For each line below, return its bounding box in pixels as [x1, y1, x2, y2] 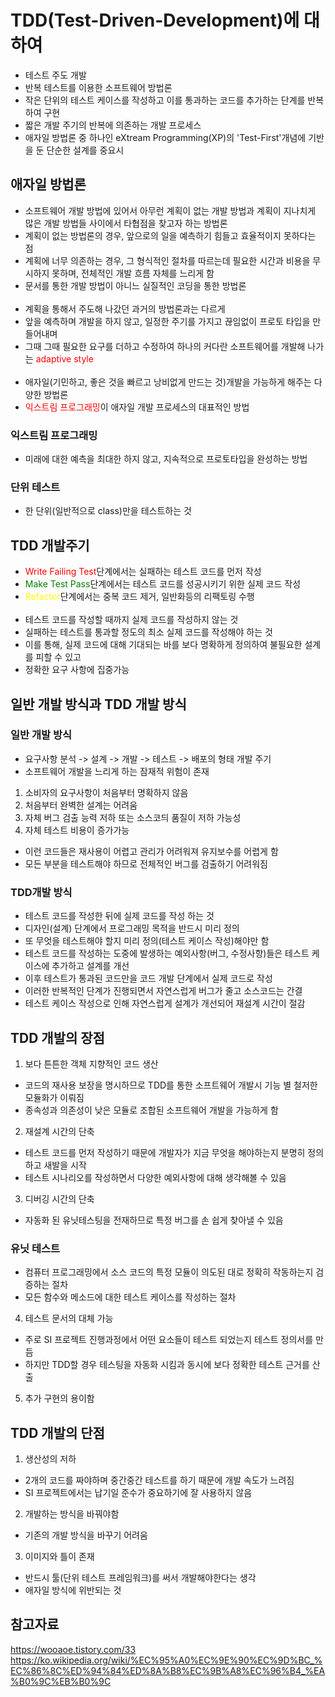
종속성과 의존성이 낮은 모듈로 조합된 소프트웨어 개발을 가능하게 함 [24, 1104, 279, 1116]
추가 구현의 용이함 [24, 1392, 95, 1405]
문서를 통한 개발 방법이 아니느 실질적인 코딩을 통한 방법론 [24, 279, 247, 291]
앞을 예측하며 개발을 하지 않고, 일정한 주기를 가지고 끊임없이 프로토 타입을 [24, 315, 311, 327]
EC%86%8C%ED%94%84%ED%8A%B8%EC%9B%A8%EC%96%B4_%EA [10, 1664, 326, 1676]
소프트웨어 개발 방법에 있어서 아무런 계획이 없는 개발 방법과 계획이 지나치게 [24, 204, 317, 216]
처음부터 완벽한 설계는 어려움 [24, 799, 138, 811]
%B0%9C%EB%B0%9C [10, 1675, 112, 1687]
